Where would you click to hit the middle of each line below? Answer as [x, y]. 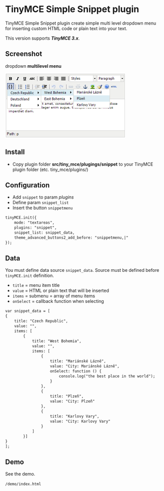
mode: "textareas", [34, 223]
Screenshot [24, 54]
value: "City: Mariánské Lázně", [85, 366]
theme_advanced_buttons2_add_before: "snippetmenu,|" [71, 238]
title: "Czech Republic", [41, 321]
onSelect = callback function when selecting [58, 301]
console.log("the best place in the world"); [107, 376]
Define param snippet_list [40, 203]
